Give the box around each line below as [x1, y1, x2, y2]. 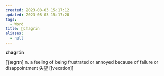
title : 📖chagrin [5, 26, 40, 31]
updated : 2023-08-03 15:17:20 [5, 12, 70, 17]
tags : [5, 17, 17, 22]
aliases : [5, 31, 24, 36]
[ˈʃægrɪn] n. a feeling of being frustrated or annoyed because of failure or [5, 59, 159, 65]
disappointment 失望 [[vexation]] [5, 65, 74, 71]
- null [10, 36, 24, 41]
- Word [10, 21, 24, 27]
